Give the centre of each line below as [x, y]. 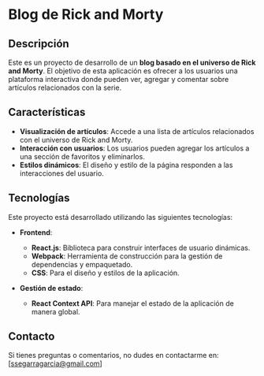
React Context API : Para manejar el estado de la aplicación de [132, 303]
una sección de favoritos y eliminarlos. [82, 156]
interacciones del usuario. [61, 173]
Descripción [39, 44]
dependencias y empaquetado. [82, 264]
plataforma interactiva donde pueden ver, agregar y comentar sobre [119, 79]
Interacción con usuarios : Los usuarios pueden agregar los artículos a [134, 148]
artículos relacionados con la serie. [65, 87]
